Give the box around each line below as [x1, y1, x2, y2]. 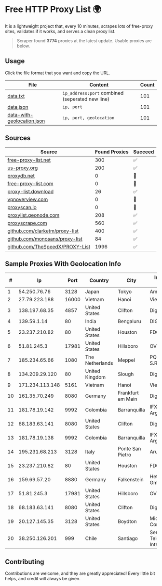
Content [89, 81, 109, 88]
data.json [7, 103, 28, 110]
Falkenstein [118, 476, 144, 483]
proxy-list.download [7, 188, 54, 195]
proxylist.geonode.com [7, 212, 60, 218]
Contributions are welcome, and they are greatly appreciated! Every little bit [5, 570, 155, 576]
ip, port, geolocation [62, 115, 115, 120]
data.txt [7, 93, 25, 99]
